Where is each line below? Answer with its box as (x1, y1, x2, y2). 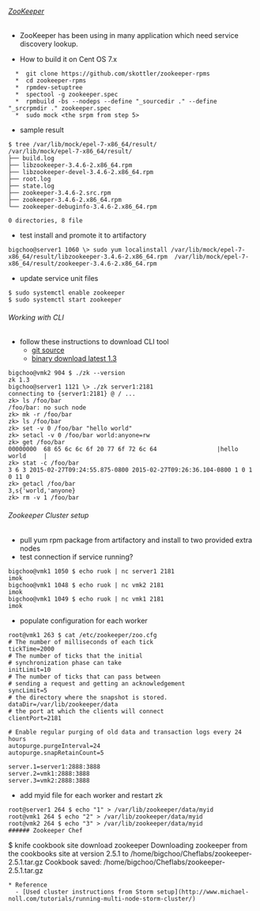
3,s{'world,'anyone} (8, 487, 77, 495)
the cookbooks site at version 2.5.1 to (8, 848, 129, 858)
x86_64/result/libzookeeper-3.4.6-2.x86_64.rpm (8, 253, 168, 261)
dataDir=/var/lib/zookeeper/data (8, 700, 119, 708)
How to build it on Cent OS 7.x (19, 55, 117, 64)
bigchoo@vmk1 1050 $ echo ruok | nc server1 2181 (8, 567, 175, 575)
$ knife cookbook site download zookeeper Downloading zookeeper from (8, 840, 247, 850)
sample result (19, 125, 65, 135)
